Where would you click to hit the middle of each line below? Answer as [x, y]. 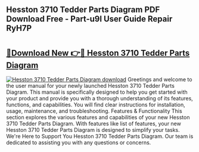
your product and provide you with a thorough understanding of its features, [100, 98]
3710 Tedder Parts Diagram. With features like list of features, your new [94, 123]
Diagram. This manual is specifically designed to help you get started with [97, 92]
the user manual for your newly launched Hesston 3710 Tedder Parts [90, 86]
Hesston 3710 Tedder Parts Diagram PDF [83, 10]
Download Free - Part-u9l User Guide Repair [89, 19]
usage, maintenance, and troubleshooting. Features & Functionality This [94, 111]
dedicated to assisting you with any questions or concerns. [79, 142]
